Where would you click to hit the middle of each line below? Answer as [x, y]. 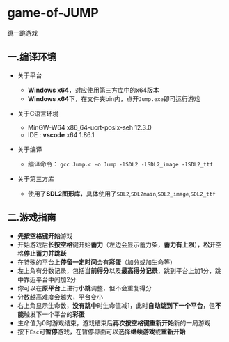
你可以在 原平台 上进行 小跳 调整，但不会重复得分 [84, 288]
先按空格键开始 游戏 [45, 235]
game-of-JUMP [53, 13]
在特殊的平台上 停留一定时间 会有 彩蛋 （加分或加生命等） [96, 262]
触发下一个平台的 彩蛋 [54, 314]
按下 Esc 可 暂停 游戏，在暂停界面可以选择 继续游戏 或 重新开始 [101, 332]
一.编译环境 [32, 57]
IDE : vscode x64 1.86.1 [61, 134]
